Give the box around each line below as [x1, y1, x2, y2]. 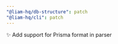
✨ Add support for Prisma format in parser [6, 31, 112, 38]
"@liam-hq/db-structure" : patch [6, 8, 88, 15]
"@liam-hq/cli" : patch [6, 14, 64, 20]
